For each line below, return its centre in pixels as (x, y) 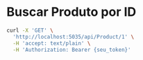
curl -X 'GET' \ (30, 30)
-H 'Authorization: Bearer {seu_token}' (72, 50)
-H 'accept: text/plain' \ (52, 43)
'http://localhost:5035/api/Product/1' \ (74, 37)
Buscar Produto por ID (71, 12)
